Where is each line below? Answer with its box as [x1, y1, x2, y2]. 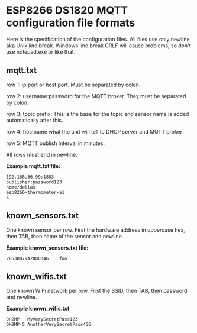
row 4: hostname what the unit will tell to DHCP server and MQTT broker [6, 128, 182, 135]
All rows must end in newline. [6, 151, 78, 158]
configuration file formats [6, 16, 135, 30]
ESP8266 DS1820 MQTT [6, 4, 128, 17]
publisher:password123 [6, 179, 62, 185]
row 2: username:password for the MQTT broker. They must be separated [6, 92, 186, 99]
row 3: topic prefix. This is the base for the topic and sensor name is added [6, 110, 189, 117]
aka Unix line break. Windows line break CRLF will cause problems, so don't [6, 42, 191, 49]
